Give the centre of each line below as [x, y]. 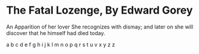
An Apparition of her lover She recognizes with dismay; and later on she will [100, 27]
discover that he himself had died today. [56, 33]
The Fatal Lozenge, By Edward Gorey [99, 10]
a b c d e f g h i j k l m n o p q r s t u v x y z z [61, 45]
